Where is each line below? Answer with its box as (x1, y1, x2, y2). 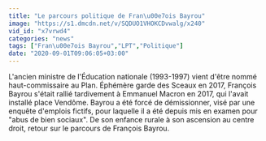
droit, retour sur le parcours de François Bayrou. (8, 123, 170, 133)
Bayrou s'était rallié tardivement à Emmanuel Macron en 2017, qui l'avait (8, 89, 249, 98)
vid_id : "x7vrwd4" (8, 27, 71, 35)
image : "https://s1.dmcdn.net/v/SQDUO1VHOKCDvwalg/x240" (8, 19, 206, 28)
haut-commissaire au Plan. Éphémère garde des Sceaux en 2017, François (8, 80, 257, 90)
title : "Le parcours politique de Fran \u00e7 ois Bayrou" (8, 11, 206, 20)
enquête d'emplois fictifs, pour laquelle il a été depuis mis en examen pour (8, 106, 258, 116)
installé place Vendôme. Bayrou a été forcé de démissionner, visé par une (8, 98, 255, 107)
